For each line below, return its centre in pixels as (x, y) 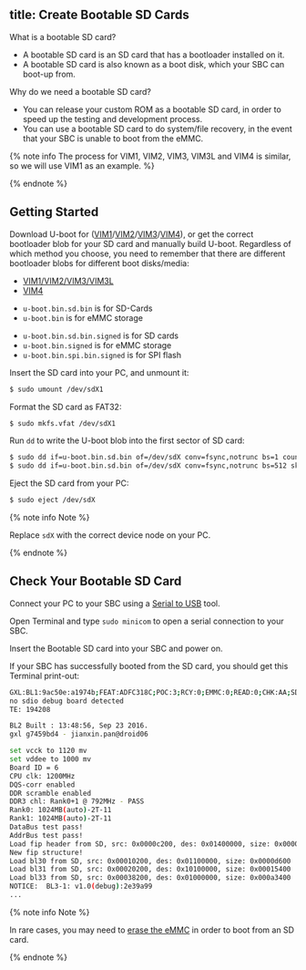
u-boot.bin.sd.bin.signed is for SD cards (101, 335)
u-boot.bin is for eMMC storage (83, 317)
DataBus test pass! (46, 827)
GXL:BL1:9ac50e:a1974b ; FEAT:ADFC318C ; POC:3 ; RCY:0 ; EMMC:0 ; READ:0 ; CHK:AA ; (150, 692)
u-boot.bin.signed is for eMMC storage (97, 345)
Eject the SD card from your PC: (69, 483)
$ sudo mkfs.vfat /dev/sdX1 (63, 423)
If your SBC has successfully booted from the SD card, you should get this (149, 666)
